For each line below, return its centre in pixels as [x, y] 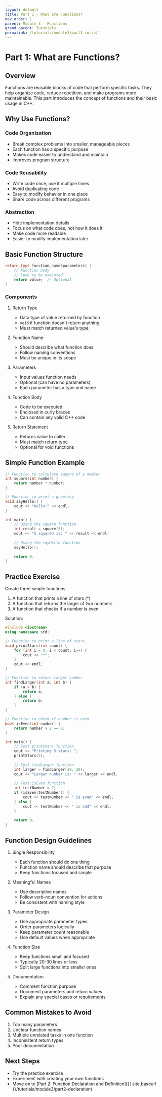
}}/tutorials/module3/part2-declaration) [52, 1089]
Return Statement [30, 427]
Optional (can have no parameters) [55, 382]
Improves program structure [41, 160]
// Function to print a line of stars [45, 641]
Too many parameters [35, 1024]
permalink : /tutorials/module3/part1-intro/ [52, 33]
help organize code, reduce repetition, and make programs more [71, 93]
